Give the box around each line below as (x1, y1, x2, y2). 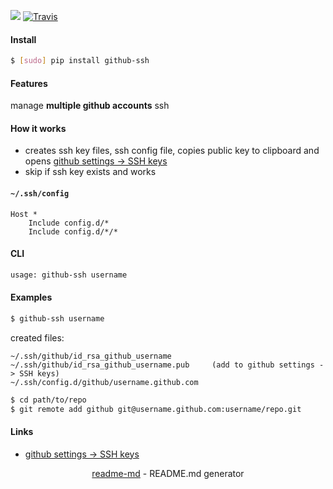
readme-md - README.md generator (91, 467, 245, 479)
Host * (10, 209, 38, 219)
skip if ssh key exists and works (24, 166, 157, 178)
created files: (10, 331, 65, 344)
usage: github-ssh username (10, 270, 128, 280)
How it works (10, 122, 67, 134)
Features (10, 77, 48, 89)
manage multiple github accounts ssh (10, 100, 170, 112)
